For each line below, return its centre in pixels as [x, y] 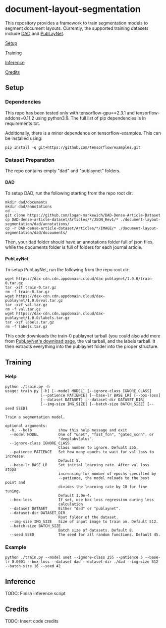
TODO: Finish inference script [35, 594]
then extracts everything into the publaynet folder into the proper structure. [82, 346]
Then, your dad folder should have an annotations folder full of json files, [79, 242]
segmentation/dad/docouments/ [36, 233]
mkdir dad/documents [27, 203]
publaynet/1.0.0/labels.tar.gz [37, 318]
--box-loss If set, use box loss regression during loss [82, 500]
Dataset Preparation [30, 160]
